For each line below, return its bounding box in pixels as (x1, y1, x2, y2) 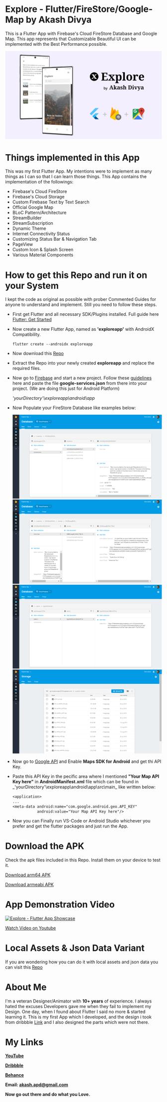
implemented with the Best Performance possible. (5, 41, 108, 47)
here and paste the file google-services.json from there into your (12, 380, 148, 386)
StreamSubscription (12, 220, 54, 226)
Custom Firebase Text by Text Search (12, 199, 89, 205)
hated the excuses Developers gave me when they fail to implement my (5, 1003, 152, 1009)
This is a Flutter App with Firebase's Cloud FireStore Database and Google (5, 30, 158, 36)
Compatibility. (12, 332, 41, 338)
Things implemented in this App (5, 152, 140, 163)
